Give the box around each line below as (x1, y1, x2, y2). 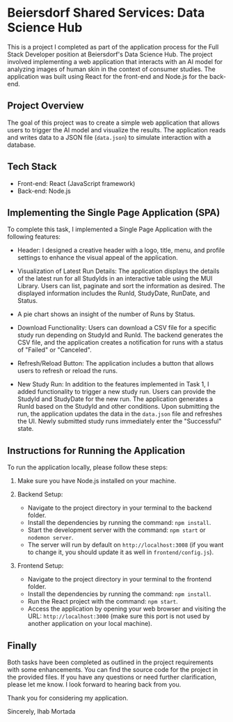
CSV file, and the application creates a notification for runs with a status (17, 338, 224, 347)
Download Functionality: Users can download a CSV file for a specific (17, 324, 217, 332)
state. (17, 425, 34, 433)
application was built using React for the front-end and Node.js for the (7, 72, 209, 81)
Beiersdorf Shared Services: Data (7, 5, 205, 21)
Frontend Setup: (17, 562, 64, 570)
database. (7, 141, 36, 149)
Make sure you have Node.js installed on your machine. (17, 477, 177, 485)
